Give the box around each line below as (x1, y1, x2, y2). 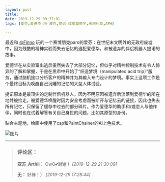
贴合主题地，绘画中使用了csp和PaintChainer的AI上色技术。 (5, 120, 124, 126)
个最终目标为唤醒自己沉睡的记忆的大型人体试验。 (5, 81, 104, 87)
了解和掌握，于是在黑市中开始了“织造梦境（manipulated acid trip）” (13, 69, 149, 74)
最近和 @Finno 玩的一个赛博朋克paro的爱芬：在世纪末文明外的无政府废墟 (5, 39, 153, 45)
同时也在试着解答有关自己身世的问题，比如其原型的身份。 (13, 109, 130, 116)
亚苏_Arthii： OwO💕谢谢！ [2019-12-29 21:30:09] (17, 161, 117, 167)
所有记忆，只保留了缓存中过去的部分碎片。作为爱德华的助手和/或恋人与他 (5, 104, 153, 109)
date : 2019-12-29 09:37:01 (5, 16, 60, 21)
